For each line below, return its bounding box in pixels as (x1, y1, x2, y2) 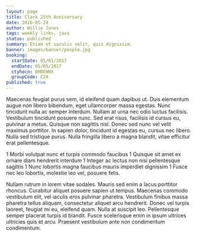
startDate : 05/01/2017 (11, 58, 67, 63)
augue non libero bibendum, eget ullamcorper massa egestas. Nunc (6, 102, 171, 109)
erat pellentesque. (6, 139, 50, 146)
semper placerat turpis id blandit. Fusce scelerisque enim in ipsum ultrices (6, 212, 186, 219)
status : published (6, 36, 51, 42)
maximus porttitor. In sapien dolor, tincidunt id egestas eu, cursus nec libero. (6, 127, 192, 134)
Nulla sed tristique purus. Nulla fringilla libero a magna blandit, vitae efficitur (6, 133, 190, 140)
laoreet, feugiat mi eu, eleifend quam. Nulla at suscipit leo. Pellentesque (6, 206, 179, 213)
